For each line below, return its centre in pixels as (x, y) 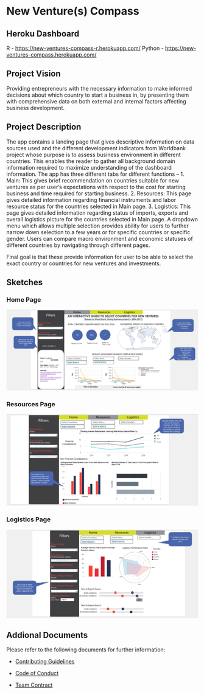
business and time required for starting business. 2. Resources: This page (99, 193)
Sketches (25, 283)
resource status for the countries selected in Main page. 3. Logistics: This (99, 206)
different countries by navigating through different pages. (78, 245)
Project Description (44, 127)
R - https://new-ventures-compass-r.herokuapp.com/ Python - (85, 48)
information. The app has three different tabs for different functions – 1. (95, 174)
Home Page (24, 299)
